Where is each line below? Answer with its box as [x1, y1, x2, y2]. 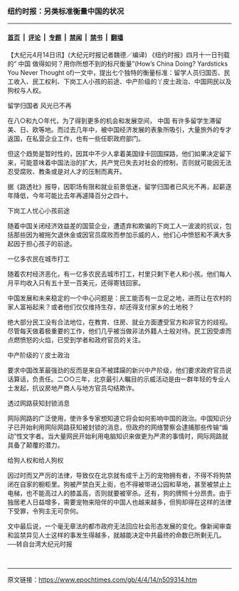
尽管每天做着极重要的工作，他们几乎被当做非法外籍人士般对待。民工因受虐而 [7, 327, 232, 335]
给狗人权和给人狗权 [7, 456, 64, 464]
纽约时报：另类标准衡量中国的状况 [7, 6, 124, 16]
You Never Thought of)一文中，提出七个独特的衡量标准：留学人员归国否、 [7, 68, 224, 76]
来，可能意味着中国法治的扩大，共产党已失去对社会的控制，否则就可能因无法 [7, 158, 232, 167]
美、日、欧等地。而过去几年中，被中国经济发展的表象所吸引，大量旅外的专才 [7, 125, 232, 133]
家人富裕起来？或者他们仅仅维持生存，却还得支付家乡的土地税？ [7, 302, 194, 311]
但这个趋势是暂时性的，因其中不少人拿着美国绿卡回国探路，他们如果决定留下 [7, 149, 232, 158]
